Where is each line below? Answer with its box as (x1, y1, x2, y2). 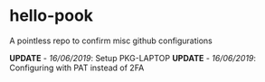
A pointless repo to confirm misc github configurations (9, 35, 213, 46)
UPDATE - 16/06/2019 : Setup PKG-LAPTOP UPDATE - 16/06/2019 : (9, 52, 256, 63)
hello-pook (9, 5, 93, 26)
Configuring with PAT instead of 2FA (9, 62, 145, 73)
